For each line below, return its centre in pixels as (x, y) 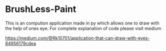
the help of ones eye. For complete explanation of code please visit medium (83, 28)
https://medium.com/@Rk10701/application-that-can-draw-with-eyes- (77, 38)
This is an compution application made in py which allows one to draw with (82, 23)
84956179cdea (21, 43)
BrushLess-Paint (41, 9)
